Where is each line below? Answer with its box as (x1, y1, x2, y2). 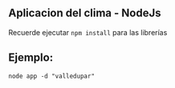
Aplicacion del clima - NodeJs (8, 6, 161, 20)
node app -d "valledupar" (8, 72, 95, 80)
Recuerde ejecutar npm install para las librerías (8, 27, 168, 37)
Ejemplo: (8, 51, 54, 65)
